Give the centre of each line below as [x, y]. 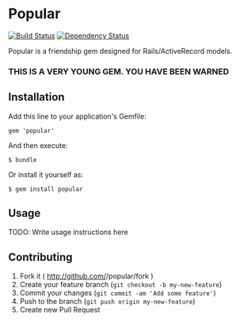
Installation [36, 97]
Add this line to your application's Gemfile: [77, 116]
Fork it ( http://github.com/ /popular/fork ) [86, 276]
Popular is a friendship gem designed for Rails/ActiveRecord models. [120, 51]
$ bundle [23, 160]
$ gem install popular [46, 189]
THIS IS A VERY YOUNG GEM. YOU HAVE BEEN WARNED [119, 71]
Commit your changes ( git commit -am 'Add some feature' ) [118, 293]
